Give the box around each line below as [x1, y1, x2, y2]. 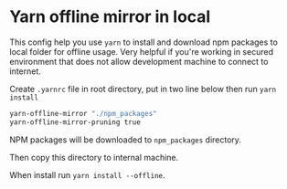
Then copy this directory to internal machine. [9, 152, 179, 163]
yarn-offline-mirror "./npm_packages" [9, 109, 157, 118]
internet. [9, 66, 41, 77]
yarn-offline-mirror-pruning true [9, 117, 142, 127]
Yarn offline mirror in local [9, 6, 211, 27]
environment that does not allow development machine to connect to [9, 56, 269, 67]
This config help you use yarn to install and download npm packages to [9, 37, 279, 47]
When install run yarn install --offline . [9, 169, 166, 180]
